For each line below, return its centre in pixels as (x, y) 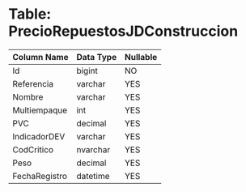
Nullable (141, 57)
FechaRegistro (40, 176)
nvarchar (93, 149)
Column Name (40, 57)
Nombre (28, 96)
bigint (87, 70)
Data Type (97, 57)
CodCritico (33, 149)
